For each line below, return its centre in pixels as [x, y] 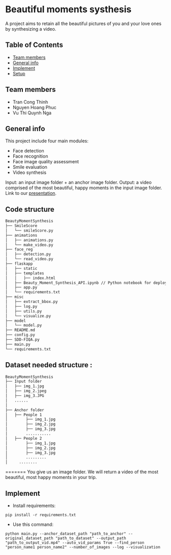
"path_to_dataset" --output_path [91, 538]
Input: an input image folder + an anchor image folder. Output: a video [78, 183]
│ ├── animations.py [29, 240]
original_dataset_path [29, 538]
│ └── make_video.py [29, 245]
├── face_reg [19, 249]
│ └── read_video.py [29, 259]
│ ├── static [21, 268]
